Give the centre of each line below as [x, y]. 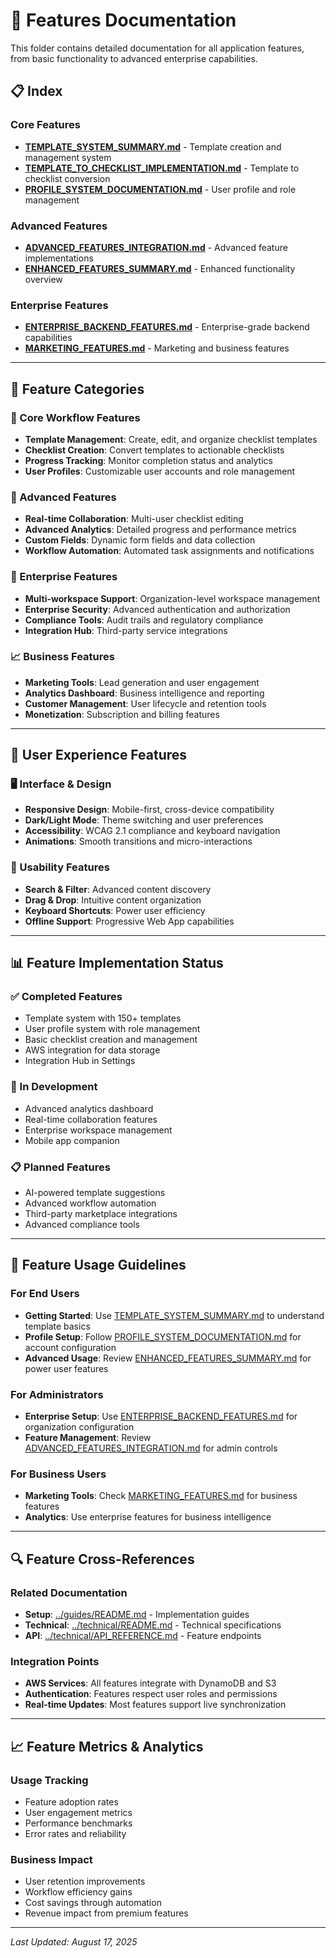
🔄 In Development [54, 1087]
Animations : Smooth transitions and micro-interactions [138, 841]
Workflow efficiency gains [78, 1892]
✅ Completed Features [66, 997]
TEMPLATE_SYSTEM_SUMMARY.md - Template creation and [153, 146]
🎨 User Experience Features [99, 755]
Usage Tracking [49, 1780]
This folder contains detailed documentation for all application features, [157, 48]
